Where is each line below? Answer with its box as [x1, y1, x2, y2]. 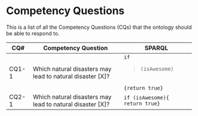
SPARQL [144, 44, 169, 52]
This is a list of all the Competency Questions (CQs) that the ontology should [6, 24, 192, 31]
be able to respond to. [6, 29, 60, 37]
